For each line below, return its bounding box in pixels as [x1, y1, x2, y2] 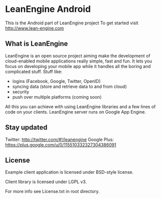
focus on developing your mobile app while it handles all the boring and [5, 63, 151, 69]
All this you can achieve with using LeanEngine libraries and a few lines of [5, 103, 156, 110]
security [12, 88, 30, 95]
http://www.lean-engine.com [5, 25, 64, 31]
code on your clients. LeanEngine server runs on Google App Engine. [5, 109, 146, 115]
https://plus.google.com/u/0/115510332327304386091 [5, 141, 116, 147]
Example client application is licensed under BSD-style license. [5, 169, 134, 175]
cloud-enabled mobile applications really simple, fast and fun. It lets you [5, 58, 153, 64]
